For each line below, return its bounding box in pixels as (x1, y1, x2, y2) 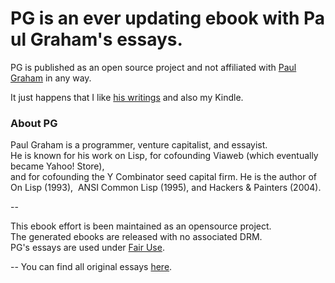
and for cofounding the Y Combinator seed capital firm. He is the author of (10, 171, 317, 183)
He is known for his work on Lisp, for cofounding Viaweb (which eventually (10, 150, 319, 162)
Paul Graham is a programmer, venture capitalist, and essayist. (10, 139, 268, 151)
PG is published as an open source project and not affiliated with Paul (10, 61, 297, 73)
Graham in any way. (10, 72, 92, 84)
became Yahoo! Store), (10, 160, 105, 172)
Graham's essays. (29, 28, 183, 51)
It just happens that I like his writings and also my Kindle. (10, 91, 244, 103)
